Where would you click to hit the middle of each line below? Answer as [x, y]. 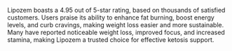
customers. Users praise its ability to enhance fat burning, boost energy [111, 17]
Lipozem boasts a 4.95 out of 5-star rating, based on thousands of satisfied [116, 10]
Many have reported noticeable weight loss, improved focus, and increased [116, 32]
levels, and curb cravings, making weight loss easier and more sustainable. [116, 25]
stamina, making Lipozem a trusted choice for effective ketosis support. [111, 40]
